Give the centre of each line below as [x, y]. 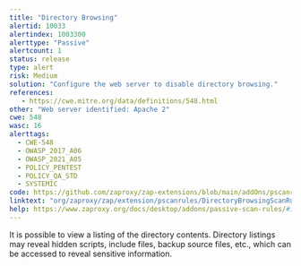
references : [31, 92]
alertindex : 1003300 [48, 34]
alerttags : [30, 134]
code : [19, 193]
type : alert [31, 68]
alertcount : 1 [36, 51]
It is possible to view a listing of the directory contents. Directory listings [142, 235]
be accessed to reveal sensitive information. [91, 253]
